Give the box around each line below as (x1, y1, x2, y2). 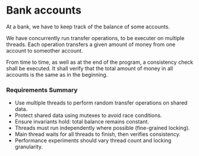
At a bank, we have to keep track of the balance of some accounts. (6, 23, 170, 30)
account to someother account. (6, 47, 83, 54)
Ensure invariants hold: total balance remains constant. (14, 118, 150, 125)
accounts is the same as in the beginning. (6, 71, 108, 78)
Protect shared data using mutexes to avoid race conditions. (14, 112, 162, 119)
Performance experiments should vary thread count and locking (14, 137, 172, 144)
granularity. (14, 143, 43, 151)
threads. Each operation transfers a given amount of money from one (6, 41, 176, 48)
